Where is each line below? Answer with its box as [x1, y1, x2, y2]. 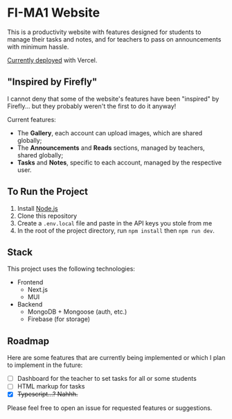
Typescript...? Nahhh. [17, 390, 78, 398]
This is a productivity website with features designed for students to [7, 28, 202, 36]
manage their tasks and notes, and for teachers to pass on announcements [7, 35, 222, 43]
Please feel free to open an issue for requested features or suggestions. [7, 404, 213, 412]
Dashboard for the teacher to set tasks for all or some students [17, 375, 197, 383]
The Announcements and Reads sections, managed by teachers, [17, 144, 206, 152]
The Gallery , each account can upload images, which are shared [17, 128, 203, 137]
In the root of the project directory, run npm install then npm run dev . [17, 226, 215, 234]
